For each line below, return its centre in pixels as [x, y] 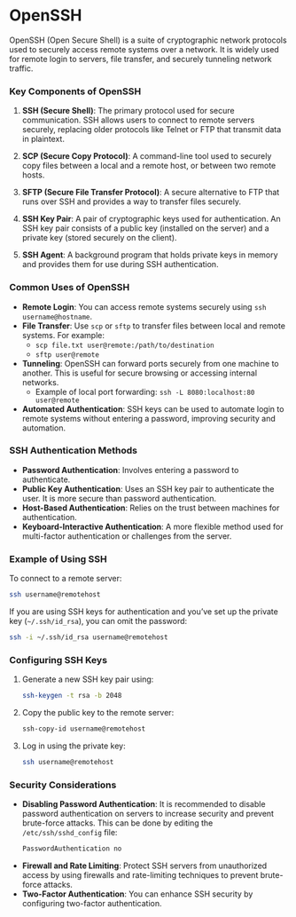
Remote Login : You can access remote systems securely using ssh [144, 306]
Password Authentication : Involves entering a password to [130, 470]
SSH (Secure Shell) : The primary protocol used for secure [128, 111]
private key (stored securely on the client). [99, 238]
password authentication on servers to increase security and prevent [148, 814]
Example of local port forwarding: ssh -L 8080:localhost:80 [145, 391]
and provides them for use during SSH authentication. [120, 265]
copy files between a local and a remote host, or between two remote [149, 166]
